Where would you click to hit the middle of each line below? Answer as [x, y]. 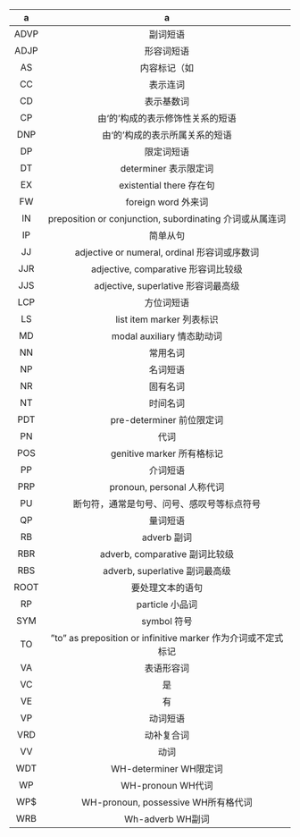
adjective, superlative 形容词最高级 [167, 286]
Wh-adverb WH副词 [167, 819]
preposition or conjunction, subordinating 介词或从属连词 [167, 219]
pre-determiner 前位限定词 [167, 420]
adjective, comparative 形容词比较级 [167, 269]
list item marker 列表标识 [167, 319]
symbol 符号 [167, 621]
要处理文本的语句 [167, 588]
